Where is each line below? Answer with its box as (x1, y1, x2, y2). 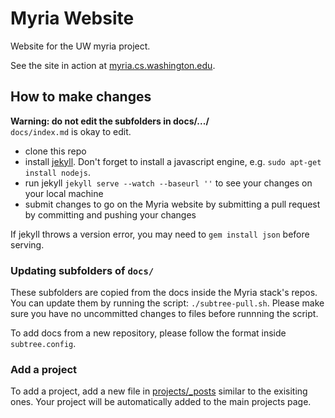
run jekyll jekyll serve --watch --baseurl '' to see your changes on (24, 177, 313, 189)
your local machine (24, 187, 104, 199)
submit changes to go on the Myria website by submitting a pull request (24, 198, 321, 210)
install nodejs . (24, 166, 92, 178)
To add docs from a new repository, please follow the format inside (10, 327, 287, 339)
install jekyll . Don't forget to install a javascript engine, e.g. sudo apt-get (24, 155, 322, 167)
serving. (10, 238, 45, 251)
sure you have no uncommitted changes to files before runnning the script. (10, 308, 319, 320)
